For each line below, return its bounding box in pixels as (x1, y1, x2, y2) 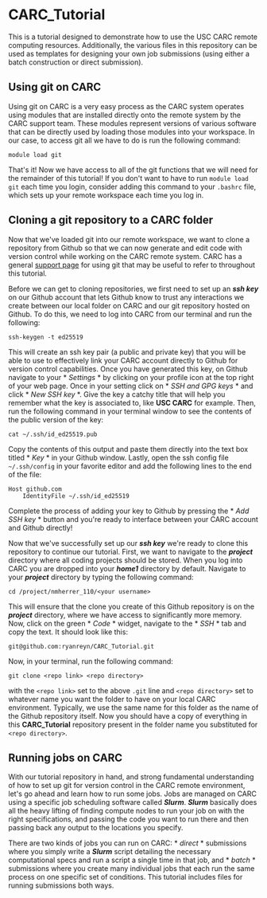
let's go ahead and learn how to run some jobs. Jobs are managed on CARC (8, 789, 257, 798)
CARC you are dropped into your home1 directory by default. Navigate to (8, 563, 246, 573)
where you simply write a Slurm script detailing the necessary (8, 847, 211, 857)
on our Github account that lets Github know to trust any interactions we (8, 292, 245, 302)
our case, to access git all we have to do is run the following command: (8, 135, 241, 145)
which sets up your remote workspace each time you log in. (8, 190, 204, 200)
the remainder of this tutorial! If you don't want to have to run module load (8, 173, 249, 182)
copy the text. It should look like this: (8, 627, 129, 637)
